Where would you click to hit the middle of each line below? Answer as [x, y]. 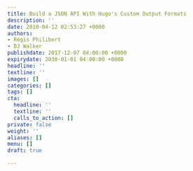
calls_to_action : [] [44, 118]
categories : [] [29, 85]
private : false [29, 124]
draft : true [25, 151]
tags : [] [20, 92]
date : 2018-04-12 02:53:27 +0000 [56, 27]
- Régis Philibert [34, 40]
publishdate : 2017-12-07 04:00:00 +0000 [67, 53]
